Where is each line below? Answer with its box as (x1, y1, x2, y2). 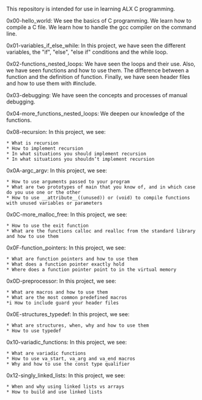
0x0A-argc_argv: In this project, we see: (6, 167, 107, 174)
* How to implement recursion (6, 146, 84, 152)
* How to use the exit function (6, 223, 89, 229)
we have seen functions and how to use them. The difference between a (6, 67, 189, 74)
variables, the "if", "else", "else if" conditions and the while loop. (6, 48, 168, 56)
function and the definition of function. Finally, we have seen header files (6, 73, 190, 80)
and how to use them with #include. (6, 80, 97, 87)
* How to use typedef (6, 328, 62, 334)
